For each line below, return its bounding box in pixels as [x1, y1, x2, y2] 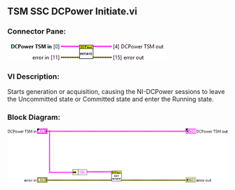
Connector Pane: [7, 27, 67, 36]
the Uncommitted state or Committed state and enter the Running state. [7, 95, 214, 103]
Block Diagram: [7, 112, 61, 122]
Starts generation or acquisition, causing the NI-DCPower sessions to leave [7, 87, 225, 95]
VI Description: [7, 72, 60, 81]
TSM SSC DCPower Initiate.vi [7, 6, 138, 18]
